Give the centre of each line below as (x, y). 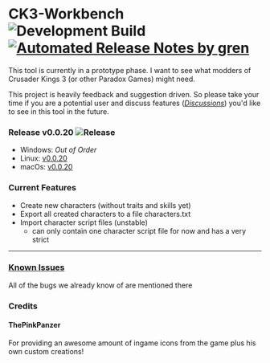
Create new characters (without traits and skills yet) (105, 205)
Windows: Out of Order (58, 150)
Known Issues (37, 267)
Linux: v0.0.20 (44, 158)
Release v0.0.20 (41, 132)
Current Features (43, 188)
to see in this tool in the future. (59, 111)
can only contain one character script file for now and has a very (139, 230)
